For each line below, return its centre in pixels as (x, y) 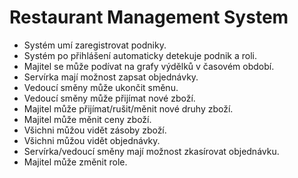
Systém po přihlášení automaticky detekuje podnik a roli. (140, 55)
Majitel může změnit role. (75, 162)
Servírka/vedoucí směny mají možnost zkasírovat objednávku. (151, 151)
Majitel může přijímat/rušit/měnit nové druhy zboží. (128, 108)
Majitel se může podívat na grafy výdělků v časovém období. (149, 66)
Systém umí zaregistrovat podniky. (95, 45)
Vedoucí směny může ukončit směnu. (101, 87)
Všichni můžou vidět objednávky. (92, 140)
